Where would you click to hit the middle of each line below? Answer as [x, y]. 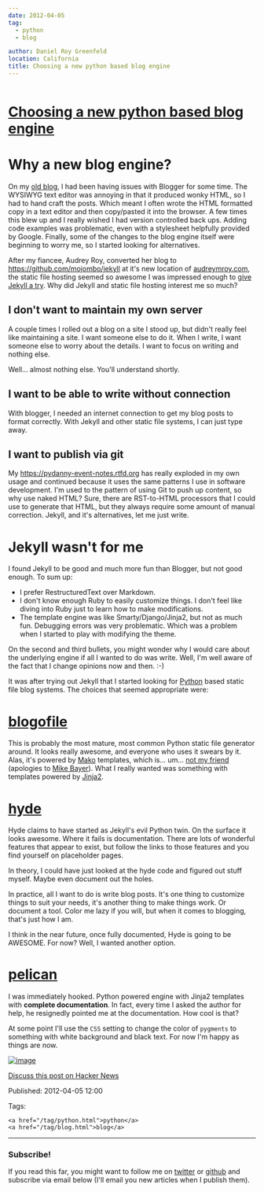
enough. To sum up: [40, 577]
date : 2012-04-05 [37, 15]
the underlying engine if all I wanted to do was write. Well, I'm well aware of [130, 658]
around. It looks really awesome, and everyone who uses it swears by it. [125, 751]
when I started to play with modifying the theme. [98, 634]
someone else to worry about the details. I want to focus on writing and [123, 345]
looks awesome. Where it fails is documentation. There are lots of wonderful [132, 839]
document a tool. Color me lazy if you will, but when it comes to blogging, [127, 911]
